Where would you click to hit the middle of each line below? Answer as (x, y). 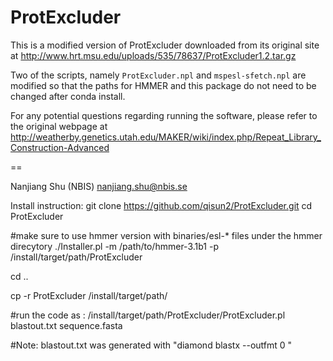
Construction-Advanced (60, 147)
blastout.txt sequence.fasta (66, 325)
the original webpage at (59, 126)
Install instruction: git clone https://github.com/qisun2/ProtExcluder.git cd (161, 205)
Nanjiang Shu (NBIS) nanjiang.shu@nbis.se (99, 186)
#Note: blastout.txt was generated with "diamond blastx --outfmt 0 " (151, 345)
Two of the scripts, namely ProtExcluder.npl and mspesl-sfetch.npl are (158, 75)
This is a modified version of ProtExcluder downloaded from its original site (165, 45)
